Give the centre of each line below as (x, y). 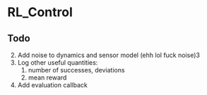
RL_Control (40, 12)
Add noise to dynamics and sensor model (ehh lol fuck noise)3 (108, 55)
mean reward (47, 77)
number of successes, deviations (76, 70)
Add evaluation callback (53, 85)
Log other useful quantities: (58, 63)
